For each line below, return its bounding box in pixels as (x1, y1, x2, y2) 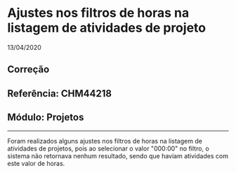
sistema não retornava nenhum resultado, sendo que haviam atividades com (7, 151, 228, 160)
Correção (7, 63, 50, 75)
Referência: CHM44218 (7, 87, 112, 99)
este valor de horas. (7, 159, 65, 167)
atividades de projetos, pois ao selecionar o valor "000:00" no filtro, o (7, 144, 209, 153)
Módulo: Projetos (7, 111, 84, 124)
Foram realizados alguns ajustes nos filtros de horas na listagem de (7, 136, 202, 145)
